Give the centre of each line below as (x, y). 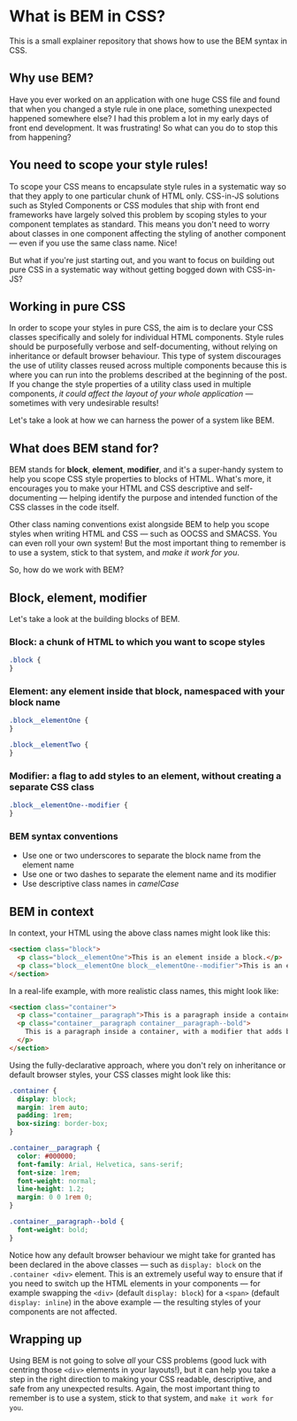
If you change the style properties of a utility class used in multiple (130, 384)
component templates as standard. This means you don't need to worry (140, 224)
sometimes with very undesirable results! (84, 403)
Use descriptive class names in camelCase (100, 884)
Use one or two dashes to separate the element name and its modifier (149, 874)
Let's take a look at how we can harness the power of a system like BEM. (142, 420)
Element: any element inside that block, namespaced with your (147, 691)
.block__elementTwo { (49, 745)
